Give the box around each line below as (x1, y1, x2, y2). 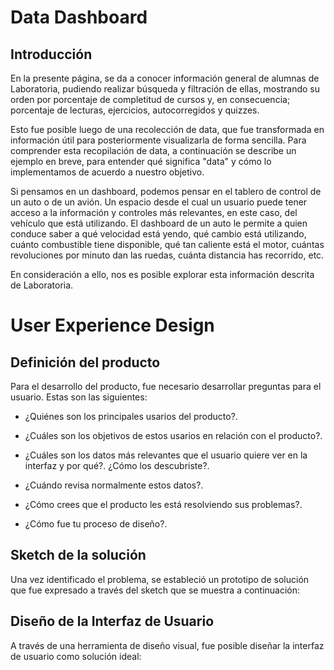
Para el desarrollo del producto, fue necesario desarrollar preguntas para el (10, 381, 322, 392)
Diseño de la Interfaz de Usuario (10, 613, 215, 630)
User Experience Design (10, 314, 215, 337)
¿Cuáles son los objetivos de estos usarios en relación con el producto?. (24, 430, 323, 441)
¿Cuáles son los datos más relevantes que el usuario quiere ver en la (24, 449, 308, 461)
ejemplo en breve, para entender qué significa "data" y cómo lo (10, 156, 272, 167)
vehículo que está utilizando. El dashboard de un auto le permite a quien (10, 217, 308, 229)
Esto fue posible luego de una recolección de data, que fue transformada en (10, 124, 325, 135)
